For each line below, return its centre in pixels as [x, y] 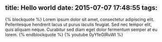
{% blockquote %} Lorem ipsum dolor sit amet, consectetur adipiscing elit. [80, 19]
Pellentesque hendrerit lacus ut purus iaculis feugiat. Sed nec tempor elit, [79, 24]
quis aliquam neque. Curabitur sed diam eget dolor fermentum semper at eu [81, 29]
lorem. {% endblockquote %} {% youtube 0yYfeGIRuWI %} [64, 34]
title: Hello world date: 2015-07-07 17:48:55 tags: [81, 8]
